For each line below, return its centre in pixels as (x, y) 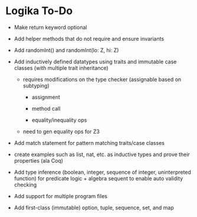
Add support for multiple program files (60, 196)
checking (25, 184)
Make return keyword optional (50, 27)
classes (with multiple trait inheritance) (61, 68)
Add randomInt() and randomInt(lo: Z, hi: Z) (66, 50)
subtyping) (36, 85)
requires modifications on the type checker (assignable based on (102, 79)
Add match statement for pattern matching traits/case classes (89, 142)
